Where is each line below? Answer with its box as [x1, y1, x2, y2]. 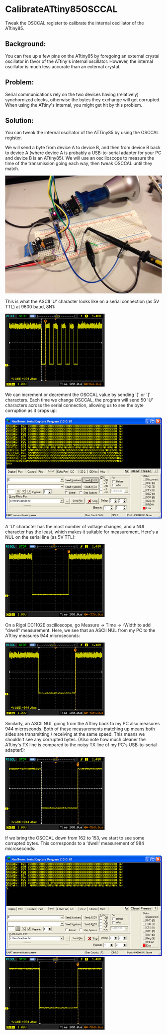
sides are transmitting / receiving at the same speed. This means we [5, 731, 145, 737]
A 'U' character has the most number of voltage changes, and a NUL [5, 524, 146, 530]
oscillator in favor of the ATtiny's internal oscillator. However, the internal [5, 58, 153, 64]
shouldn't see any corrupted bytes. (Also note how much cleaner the [5, 737, 146, 743]
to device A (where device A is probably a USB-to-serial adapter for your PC [5, 150, 162, 156]
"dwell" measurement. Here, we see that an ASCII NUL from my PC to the [5, 627, 156, 633]
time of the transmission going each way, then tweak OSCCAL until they [5, 161, 153, 167]
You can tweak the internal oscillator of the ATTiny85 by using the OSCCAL [5, 130, 159, 136]
